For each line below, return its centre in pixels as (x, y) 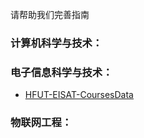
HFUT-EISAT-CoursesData (79, 95)
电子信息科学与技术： (61, 72)
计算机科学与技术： (56, 43)
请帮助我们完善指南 (50, 14)
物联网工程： (41, 123)
